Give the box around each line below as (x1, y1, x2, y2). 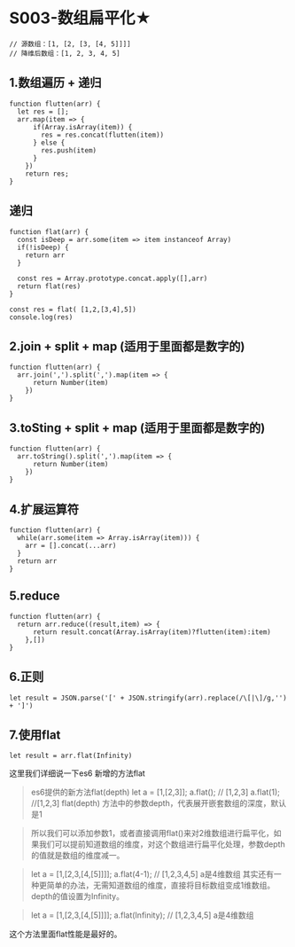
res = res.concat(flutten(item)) (41, 130, 165, 139)
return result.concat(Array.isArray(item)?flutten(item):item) (32, 627, 272, 637)
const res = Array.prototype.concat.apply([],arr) (17, 274, 208, 283)
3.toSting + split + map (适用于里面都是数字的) (9, 420, 266, 435)
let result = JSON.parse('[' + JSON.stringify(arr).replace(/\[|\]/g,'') (9, 693, 288, 702)
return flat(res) (17, 281, 82, 291)
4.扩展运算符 (9, 502, 80, 517)
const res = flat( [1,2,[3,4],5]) (9, 305, 137, 314)
